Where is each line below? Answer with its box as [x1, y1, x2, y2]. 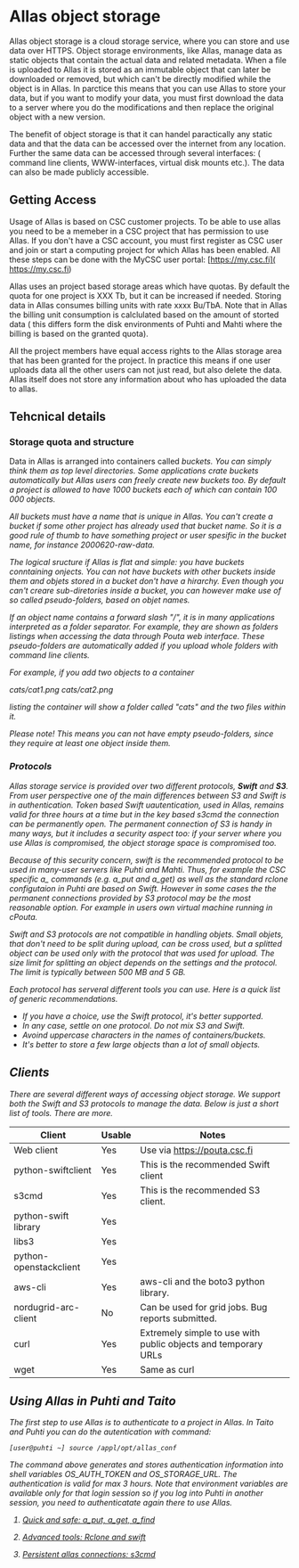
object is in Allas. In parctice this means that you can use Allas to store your [9, 83, 287, 94]
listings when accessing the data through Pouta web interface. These [9, 631, 265, 642]
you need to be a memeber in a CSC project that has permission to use [9, 226, 270, 236]
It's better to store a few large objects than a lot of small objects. [21, 1038, 261, 1049]
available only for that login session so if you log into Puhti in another [9, 1488, 264, 1498]
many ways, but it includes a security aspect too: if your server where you [9, 827, 282, 839]
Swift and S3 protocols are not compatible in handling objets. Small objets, [9, 929, 284, 940]
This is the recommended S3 [140, 1184, 261, 1196]
